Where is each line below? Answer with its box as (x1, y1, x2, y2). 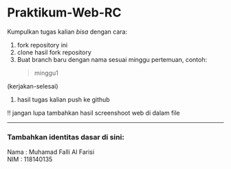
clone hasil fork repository (16, 48, 91, 56)
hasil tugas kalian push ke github (16, 95, 110, 104)
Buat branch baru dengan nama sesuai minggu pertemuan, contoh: (16, 55, 208, 63)
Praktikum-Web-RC (7, 5, 122, 21)
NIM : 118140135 (7, 155, 53, 164)
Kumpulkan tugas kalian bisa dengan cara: (7, 27, 128, 36)
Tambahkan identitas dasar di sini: (7, 132, 125, 142)
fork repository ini (16, 41, 68, 49)
